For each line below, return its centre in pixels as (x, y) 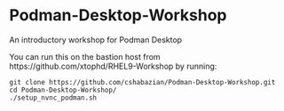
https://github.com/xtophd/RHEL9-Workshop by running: (113, 66)
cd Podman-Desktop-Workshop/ (63, 90)
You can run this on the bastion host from (85, 56)
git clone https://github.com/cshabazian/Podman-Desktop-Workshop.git (142, 82)
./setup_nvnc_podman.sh (53, 98)
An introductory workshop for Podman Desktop (96, 40)
